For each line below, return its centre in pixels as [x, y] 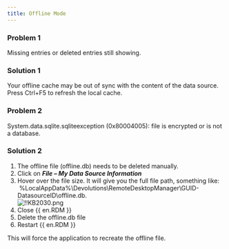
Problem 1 [24, 37]
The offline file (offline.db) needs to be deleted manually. [98, 166]
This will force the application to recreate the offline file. [87, 238]
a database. [24, 133]
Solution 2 [25, 151]
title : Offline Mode [37, 13]
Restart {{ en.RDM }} [46, 224]
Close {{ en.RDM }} [44, 210]
